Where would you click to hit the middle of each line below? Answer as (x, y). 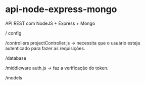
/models (14, 77)
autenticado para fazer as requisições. (45, 48)
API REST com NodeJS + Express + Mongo (50, 23)
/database (16, 58)
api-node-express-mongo (61, 9)
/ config (13, 33)
